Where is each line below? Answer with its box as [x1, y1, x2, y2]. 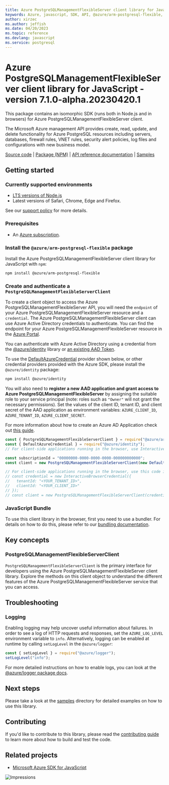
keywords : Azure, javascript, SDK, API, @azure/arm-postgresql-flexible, [5, 12, 163, 17]
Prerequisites [5, 220, 39, 227]
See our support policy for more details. [5, 207, 88, 214]
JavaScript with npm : [5, 261, 47, 267]
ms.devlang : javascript [5, 36, 55, 41]
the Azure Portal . [5, 331, 40, 337]
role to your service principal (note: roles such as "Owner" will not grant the [5, 396, 160, 403]
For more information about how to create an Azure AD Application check [5, 422, 157, 428]
